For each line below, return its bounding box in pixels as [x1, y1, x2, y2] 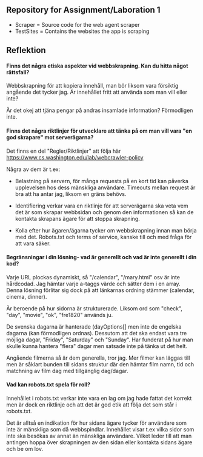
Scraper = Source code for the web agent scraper [15, 21, 141, 28]
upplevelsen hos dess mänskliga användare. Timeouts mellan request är [15, 184, 196, 191]
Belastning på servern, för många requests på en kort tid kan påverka [15, 177, 189, 184]
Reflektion [6, 45, 47, 55]
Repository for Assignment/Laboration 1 [6, 5, 161, 15]
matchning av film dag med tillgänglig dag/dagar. [6, 367, 128, 374]
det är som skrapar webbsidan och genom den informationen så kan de [15, 208, 194, 215]
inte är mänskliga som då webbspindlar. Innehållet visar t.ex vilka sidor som [6, 426, 195, 433]
